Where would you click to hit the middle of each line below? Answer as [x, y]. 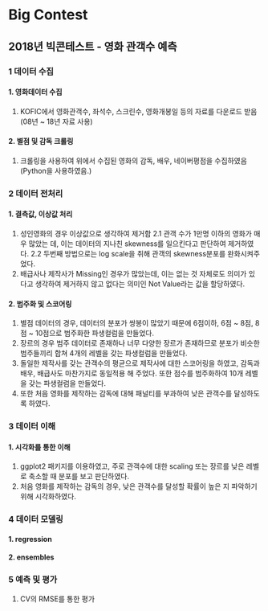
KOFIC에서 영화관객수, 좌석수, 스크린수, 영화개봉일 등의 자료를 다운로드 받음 [138, 111]
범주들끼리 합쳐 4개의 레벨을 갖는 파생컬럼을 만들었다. [104, 353]
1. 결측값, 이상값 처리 [41, 214]
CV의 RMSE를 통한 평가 [57, 599]
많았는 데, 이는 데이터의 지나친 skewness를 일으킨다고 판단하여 [127, 244]
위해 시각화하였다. [48, 497]
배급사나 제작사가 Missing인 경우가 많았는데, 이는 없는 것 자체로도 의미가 [133, 274]
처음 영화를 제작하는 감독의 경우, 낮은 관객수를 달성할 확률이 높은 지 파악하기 [139, 486]
